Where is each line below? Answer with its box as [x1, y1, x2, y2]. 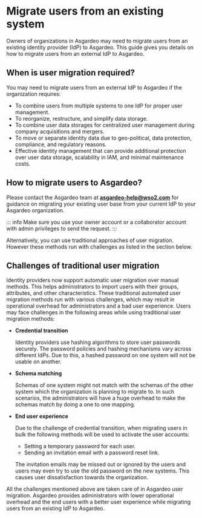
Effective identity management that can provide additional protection [15, 147, 186, 154]
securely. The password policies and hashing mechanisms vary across [15, 345, 192, 352]
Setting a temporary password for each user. [24, 443, 136, 450]
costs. [15, 160, 31, 167]
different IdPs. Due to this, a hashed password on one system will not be [15, 352, 195, 359]
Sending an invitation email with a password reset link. [24, 449, 160, 456]
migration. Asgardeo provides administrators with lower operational [6, 492, 174, 499]
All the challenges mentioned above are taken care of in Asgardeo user [6, 485, 183, 493]
